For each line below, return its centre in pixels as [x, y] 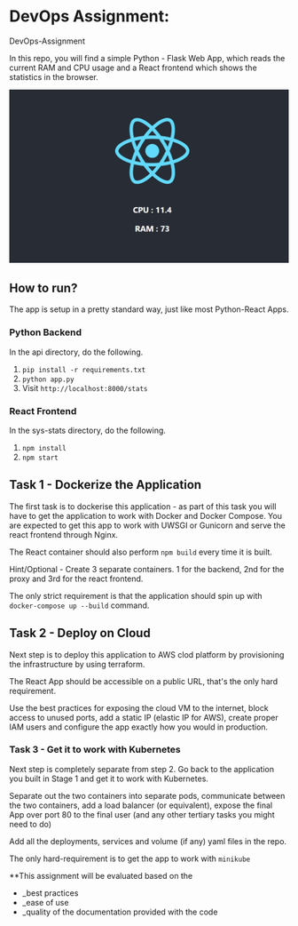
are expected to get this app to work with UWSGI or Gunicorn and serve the [147, 525]
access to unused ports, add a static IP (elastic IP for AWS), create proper [144, 717]
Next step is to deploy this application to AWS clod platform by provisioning [147, 654]
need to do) [30, 824]
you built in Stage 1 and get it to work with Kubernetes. [109, 778]
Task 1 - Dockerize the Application [106, 485]
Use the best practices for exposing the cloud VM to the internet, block [139, 707]
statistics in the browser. [54, 76]
